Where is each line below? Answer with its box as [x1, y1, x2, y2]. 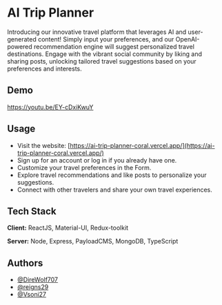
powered [7, 42, 32, 50]
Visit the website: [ [17, 141, 70, 149]
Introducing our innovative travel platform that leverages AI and [7, 28, 187, 36]
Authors [7, 257, 43, 269]
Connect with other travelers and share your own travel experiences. [17, 185, 212, 194]
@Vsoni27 [17, 290, 47, 299]
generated [7, 35, 37, 43]
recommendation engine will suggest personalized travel [33, 42, 195, 50]
